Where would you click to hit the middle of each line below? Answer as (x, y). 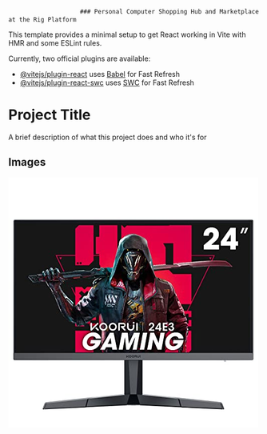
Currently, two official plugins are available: (80, 58)
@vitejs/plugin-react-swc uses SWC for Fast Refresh (107, 82)
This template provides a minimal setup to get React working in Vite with (127, 34)
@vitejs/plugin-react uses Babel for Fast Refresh (100, 74)
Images (27, 162)
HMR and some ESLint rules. (55, 43)
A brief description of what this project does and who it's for (108, 137)
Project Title (50, 115)
